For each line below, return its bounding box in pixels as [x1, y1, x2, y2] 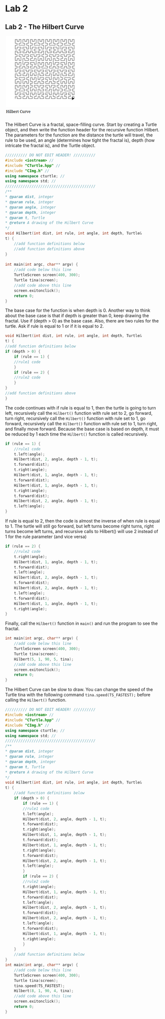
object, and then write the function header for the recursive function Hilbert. [5, 127, 160, 132]
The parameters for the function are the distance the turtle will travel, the [5, 132, 153, 138]
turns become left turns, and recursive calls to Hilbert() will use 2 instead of [5, 529, 159, 534]
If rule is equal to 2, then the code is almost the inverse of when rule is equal [5, 518, 160, 524]
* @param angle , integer [5, 204, 56, 210]
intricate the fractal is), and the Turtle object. [5, 143, 96, 148]
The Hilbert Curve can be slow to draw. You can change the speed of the [5, 687, 153, 693]
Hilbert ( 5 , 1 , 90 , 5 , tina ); [14, 656, 74, 662]
